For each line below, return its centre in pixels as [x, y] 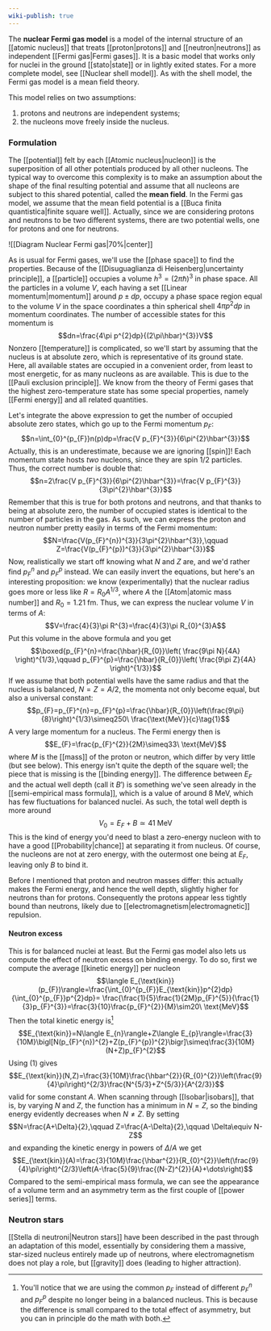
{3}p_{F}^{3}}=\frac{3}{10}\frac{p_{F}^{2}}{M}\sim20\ [112, 1007]
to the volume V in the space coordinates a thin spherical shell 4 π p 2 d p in [129, 305]
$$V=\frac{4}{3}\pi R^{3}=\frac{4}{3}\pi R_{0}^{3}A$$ [135, 626]
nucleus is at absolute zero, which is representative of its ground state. [126, 357]
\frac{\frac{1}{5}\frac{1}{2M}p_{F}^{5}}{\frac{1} [181, 998]
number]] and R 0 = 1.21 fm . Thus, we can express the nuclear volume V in [131, 603]
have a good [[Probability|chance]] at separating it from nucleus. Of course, [134, 846]
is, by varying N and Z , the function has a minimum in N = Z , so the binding [133, 1105]
